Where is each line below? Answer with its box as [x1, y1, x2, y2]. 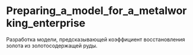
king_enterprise [6, 16, 86, 30]
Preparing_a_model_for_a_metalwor [6, 4, 187, 18]
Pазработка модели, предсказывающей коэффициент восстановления [6, 36, 185, 43]
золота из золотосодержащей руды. [6, 42, 98, 49]
